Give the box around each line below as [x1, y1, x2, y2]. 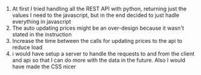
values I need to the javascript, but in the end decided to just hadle [12, 11, 180, 19]
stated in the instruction [12, 31, 72, 38]
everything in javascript [12, 18, 71, 25]
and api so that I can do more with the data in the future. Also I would [12, 57, 186, 64]
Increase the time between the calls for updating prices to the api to [12, 37, 183, 44]
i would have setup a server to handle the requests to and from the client [12, 50, 195, 57]
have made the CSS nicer [12, 63, 76, 70]
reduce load [12, 44, 43, 51]
